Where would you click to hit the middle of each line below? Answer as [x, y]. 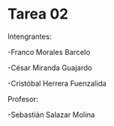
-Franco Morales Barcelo [49, 52]
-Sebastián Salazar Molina [51, 115]
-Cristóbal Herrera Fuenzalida [57, 83]
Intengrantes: [30, 36]
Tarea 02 [38, 14]
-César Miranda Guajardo [50, 67]
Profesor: [23, 99]
